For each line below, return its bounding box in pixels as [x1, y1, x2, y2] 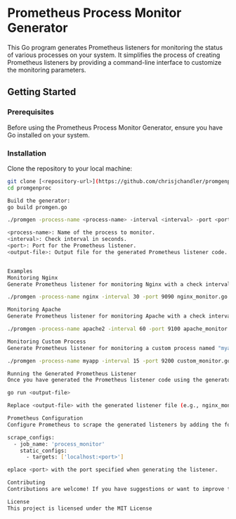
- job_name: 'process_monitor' [13, 440, 105, 448]
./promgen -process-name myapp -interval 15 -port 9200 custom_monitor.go [7, 357, 231, 364]
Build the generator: [7, 197, 71, 204]
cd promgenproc [7, 185, 52, 192]
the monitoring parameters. [7, 65, 86, 74]
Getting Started [7, 86, 77, 98]
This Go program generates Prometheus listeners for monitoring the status [7, 43, 223, 51]
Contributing [7, 479, 46, 487]
